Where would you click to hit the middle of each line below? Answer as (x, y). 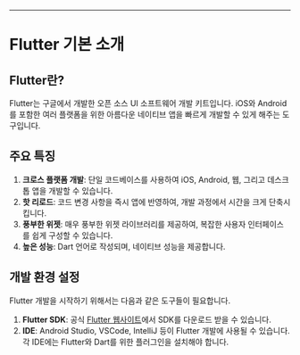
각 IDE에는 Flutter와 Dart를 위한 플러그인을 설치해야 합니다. (125, 342)
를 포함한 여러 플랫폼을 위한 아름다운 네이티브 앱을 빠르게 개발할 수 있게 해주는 (145, 114)
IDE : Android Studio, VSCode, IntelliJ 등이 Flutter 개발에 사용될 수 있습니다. (156, 330)
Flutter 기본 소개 (67, 45)
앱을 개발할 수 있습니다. (72, 190)
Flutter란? (37, 80)
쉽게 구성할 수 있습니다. (72, 235)
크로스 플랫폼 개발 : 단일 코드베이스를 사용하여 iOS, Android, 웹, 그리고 (144, 179)
